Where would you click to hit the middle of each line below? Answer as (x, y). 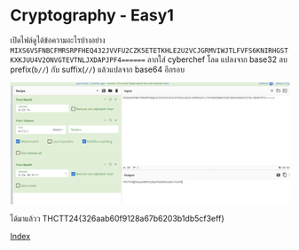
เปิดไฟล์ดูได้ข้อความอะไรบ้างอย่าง (58, 40)
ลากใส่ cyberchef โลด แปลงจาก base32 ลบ (217, 59)
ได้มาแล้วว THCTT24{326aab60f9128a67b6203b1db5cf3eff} (118, 218)
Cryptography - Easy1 (92, 16)
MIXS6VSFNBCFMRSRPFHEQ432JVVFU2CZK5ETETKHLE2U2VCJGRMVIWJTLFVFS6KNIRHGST (149, 51)
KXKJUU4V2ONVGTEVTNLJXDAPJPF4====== (78, 60)
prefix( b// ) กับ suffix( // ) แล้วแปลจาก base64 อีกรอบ (98, 69)
